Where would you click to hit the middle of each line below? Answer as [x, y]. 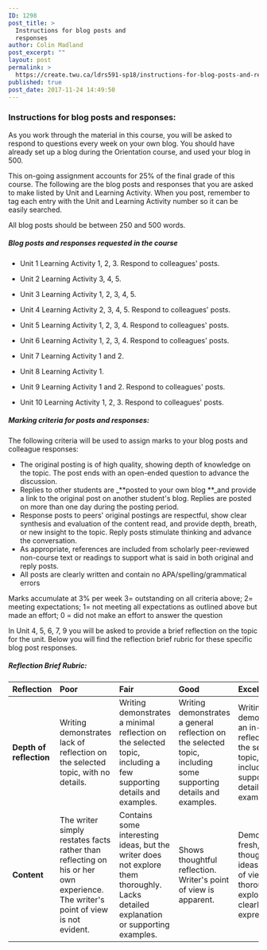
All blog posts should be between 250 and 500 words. [97, 225]
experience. [81, 889]
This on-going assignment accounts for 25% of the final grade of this [122, 175]
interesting [139, 835]
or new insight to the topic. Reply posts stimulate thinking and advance [135, 532]
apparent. [196, 899]
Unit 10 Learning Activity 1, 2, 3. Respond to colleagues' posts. [122, 402]
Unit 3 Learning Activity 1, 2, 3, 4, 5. [78, 294]
